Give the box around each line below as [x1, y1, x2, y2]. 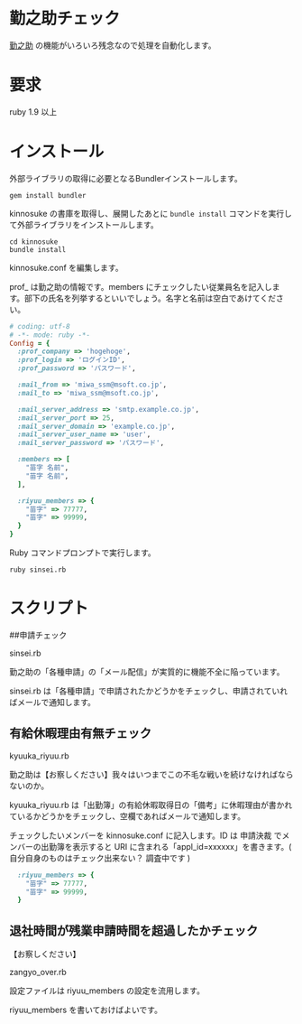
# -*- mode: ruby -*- [9, 330, 91, 340]
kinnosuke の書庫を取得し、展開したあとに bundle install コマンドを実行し [9, 208, 293, 219]
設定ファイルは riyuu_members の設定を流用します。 [9, 985, 206, 996]
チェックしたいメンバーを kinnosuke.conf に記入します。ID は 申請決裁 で [9, 830, 282, 841]
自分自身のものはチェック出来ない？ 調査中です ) [9, 852, 191, 863]
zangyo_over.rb [9, 967, 68, 978]
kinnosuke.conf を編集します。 [9, 262, 124, 273]
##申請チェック [9, 629, 68, 640]
